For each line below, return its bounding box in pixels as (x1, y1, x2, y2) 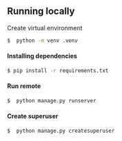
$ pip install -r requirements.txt (7, 67, 109, 74)
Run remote (7, 82, 41, 90)
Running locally (7, 6, 75, 17)
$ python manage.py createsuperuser (7, 127, 115, 135)
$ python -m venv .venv (7, 37, 78, 44)
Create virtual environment (7, 23, 83, 32)
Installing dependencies (7, 52, 77, 61)
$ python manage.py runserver (7, 97, 97, 104)
